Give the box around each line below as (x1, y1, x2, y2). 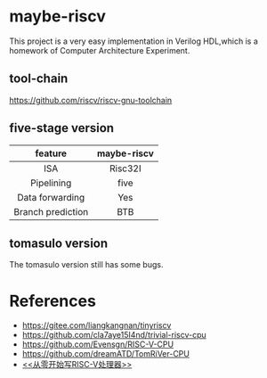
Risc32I (109, 162, 142, 175)
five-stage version (9, 120, 114, 136)
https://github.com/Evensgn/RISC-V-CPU (21, 339, 174, 349)
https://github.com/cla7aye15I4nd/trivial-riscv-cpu (21, 330, 206, 341)
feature (35, 147, 68, 160)
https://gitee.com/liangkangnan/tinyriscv (21, 320, 172, 331)
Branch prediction (13, 205, 89, 218)
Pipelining (30, 177, 72, 189)
